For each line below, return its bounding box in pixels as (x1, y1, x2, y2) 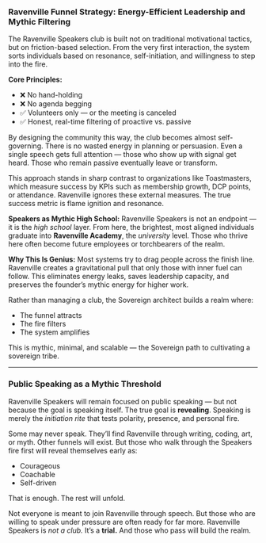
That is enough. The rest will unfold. (8, 493, 126, 503)
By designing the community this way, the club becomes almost (8, 133, 216, 143)
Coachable (19, 469, 55, 479)
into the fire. (8, 59, 48, 69)
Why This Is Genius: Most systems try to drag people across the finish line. (8, 254, 255, 264)
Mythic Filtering (8, 16, 71, 27)
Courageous (19, 461, 61, 470)
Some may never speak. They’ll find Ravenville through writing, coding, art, (8, 429, 253, 438)
